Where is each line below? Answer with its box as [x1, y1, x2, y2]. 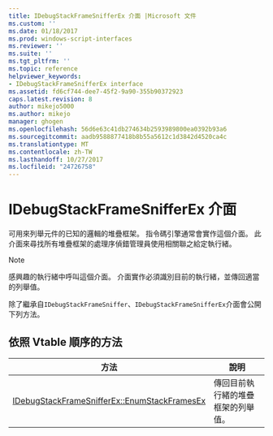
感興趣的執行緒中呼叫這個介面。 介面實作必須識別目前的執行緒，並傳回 [8, 272, 245, 282]
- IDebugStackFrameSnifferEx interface [8, 80, 144, 88]
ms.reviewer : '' [8, 42, 63, 50]
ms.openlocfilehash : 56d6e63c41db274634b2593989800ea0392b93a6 [8, 125, 227, 133]
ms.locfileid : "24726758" [8, 163, 96, 171]
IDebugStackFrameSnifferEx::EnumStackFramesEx [12, 395, 206, 406]
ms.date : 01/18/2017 [8, 27, 79, 35]
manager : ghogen [8, 118, 63, 126]
